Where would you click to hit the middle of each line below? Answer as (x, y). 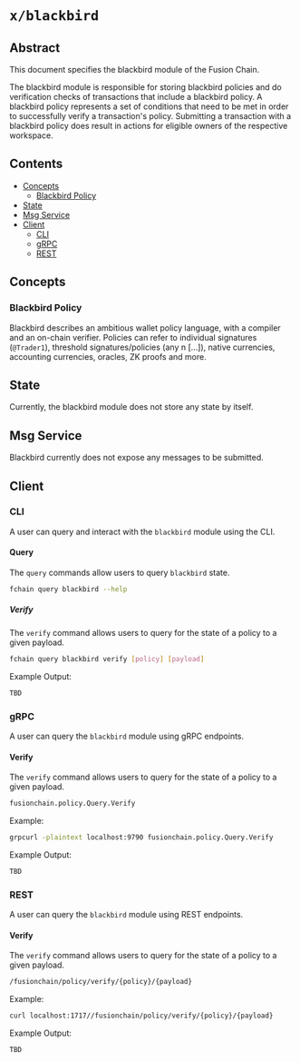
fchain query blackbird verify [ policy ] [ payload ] (107, 659)
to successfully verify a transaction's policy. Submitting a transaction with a (150, 116)
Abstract (35, 48)
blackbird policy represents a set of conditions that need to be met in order (149, 106)
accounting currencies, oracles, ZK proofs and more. (108, 356)
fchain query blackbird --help (68, 590)
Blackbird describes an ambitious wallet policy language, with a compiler (145, 328)
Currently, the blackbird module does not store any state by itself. (131, 407)
